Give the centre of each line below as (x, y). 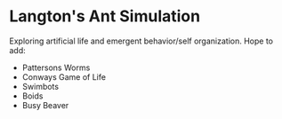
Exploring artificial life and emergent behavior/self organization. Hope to (141, 41)
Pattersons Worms (56, 67)
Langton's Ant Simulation (105, 16)
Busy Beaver (45, 105)
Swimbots (40, 86)
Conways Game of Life (64, 76)
